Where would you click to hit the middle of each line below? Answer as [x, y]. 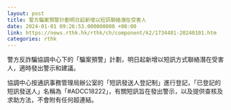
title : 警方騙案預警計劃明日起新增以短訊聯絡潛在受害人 [77, 20]
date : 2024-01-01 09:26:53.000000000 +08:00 [72, 26]
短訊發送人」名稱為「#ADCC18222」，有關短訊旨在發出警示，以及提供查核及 [115, 91]
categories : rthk [32, 39]
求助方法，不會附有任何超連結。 [52, 100]
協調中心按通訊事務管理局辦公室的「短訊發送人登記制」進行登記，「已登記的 [114, 82]
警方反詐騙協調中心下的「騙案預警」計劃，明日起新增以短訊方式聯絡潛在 [109, 60]
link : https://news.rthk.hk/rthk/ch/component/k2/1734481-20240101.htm [112, 33]
